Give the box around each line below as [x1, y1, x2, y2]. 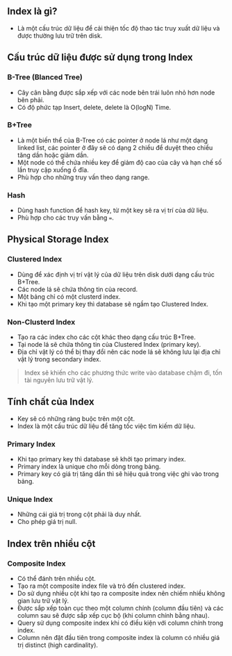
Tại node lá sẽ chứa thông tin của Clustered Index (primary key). [17, 341, 201, 349]
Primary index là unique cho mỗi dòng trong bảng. [17, 462, 161, 471]
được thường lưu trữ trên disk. [17, 31, 103, 40]
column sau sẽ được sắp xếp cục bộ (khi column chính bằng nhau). [17, 612, 210, 620]
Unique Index [7, 495, 53, 505]
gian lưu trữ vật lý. [17, 597, 69, 605]
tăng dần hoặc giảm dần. [17, 151, 89, 159]
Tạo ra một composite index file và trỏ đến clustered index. [17, 582, 186, 590]
